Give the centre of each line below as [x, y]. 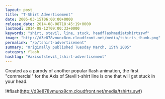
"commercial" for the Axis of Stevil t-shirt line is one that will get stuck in [80, 76]
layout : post [19, 10]
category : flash [22, 52]
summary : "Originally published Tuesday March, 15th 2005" [68, 47]
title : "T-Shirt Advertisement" [39, 15]
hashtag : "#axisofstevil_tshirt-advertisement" [56, 57]
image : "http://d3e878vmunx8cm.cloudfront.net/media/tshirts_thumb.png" [83, 38]
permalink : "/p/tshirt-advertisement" [46, 43]
